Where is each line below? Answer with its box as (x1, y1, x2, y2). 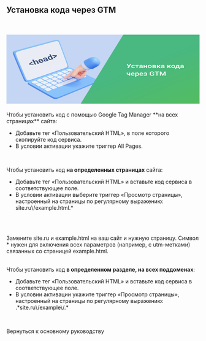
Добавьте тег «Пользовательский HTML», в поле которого (15, 129, 170, 137)
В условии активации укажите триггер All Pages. (15, 142, 143, 150)
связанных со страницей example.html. (6, 247, 109, 255)
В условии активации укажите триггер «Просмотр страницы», (15, 291, 180, 298)
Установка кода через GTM (6, 5, 116, 15)
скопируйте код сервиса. (15, 136, 82, 143)
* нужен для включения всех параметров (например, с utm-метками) (6, 240, 191, 248)
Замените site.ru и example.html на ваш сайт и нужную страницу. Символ (6, 234, 199, 242)
